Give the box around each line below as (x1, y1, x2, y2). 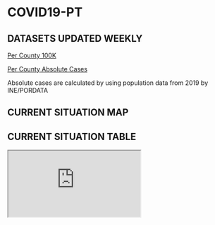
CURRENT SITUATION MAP (7, 107, 129, 119)
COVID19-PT (7, 4, 83, 21)
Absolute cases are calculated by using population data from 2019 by (7, 79, 209, 87)
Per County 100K (7, 51, 56, 59)
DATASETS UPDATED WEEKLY (7, 33, 143, 45)
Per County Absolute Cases (7, 65, 88, 73)
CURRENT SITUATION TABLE (7, 130, 137, 142)
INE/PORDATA (7, 86, 49, 94)
